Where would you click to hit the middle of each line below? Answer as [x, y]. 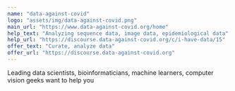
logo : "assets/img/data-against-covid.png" [72, 20]
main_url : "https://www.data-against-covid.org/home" [88, 27]
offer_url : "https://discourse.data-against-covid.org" [91, 53]
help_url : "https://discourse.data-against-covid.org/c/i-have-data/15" [116, 40]
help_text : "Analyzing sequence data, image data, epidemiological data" [118, 33]
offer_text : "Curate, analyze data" [61, 46]
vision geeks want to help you [51, 80]
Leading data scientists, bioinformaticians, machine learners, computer [110, 72]
